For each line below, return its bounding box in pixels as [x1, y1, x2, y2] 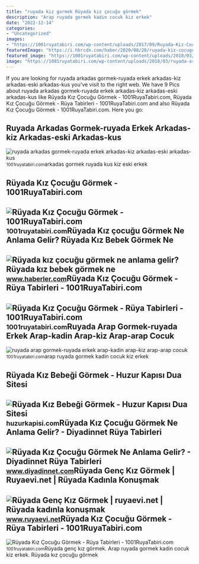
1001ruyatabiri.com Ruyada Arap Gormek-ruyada [6, 321, 178, 332]
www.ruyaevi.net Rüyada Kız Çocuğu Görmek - [6, 514, 172, 524]
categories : [6, 25, 36, 31]
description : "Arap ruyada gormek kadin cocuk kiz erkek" [6, 14, 152, 20]
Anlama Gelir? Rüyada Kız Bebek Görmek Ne [6, 235, 174, 245]
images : [6, 36, 25, 42]
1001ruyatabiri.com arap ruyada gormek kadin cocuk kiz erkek [6, 353, 149, 360]
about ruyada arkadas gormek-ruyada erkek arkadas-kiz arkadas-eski [6, 87, 178, 94]
